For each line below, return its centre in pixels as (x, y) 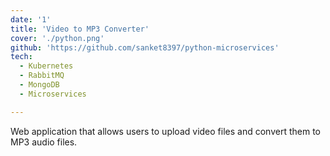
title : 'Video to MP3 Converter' (80, 29)
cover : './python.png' (57, 38)
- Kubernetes (46, 66)
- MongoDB (39, 85)
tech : (21, 57)
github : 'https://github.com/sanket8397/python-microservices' (145, 47)
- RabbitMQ (42, 76)
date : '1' (31, 19)
